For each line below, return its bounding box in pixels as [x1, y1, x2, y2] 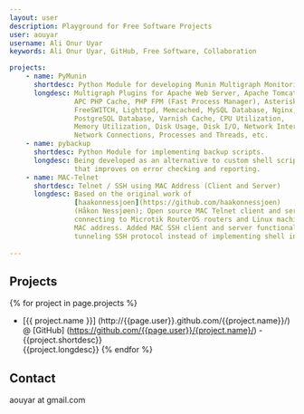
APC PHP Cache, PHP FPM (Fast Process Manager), [73, 97, 261, 106]
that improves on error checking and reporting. [73, 164, 261, 173]
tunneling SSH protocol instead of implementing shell [73, 232, 285, 241]
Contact [9, 371, 56, 386]
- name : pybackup [25, 140, 91, 149]
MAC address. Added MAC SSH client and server [73, 223, 253, 232]
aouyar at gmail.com [9, 395, 86, 405]
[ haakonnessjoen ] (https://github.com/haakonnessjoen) [73, 198, 281, 207]
